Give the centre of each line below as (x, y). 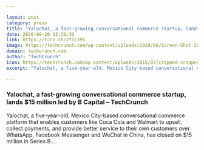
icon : (13, 62)
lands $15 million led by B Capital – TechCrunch (77, 102)
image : (15, 46)
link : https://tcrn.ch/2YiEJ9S (46, 40)
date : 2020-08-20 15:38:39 (40, 34)
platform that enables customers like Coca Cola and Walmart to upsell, (94, 121)
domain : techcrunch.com (36, 51)
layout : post (23, 17)
